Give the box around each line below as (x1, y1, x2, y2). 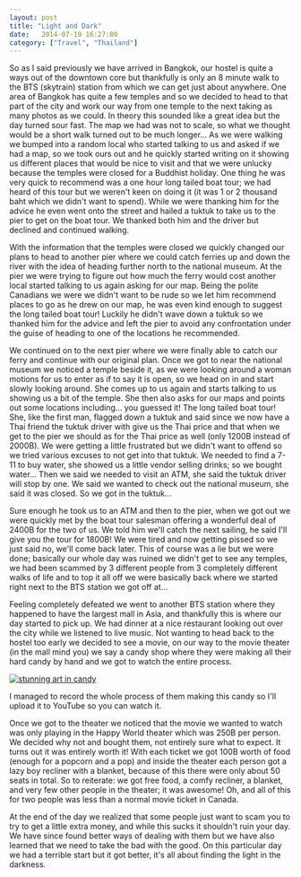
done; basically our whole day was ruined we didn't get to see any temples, (9, 553, 288, 564)
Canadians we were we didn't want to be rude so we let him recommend (9, 290, 277, 300)
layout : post (9, 13, 58, 22)
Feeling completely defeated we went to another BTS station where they (9, 599, 276, 610)
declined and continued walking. (9, 225, 130, 236)
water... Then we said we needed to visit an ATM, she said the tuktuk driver (9, 469, 287, 480)
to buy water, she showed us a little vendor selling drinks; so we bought (17, 459, 282, 471)
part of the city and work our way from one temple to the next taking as (9, 100, 273, 112)
